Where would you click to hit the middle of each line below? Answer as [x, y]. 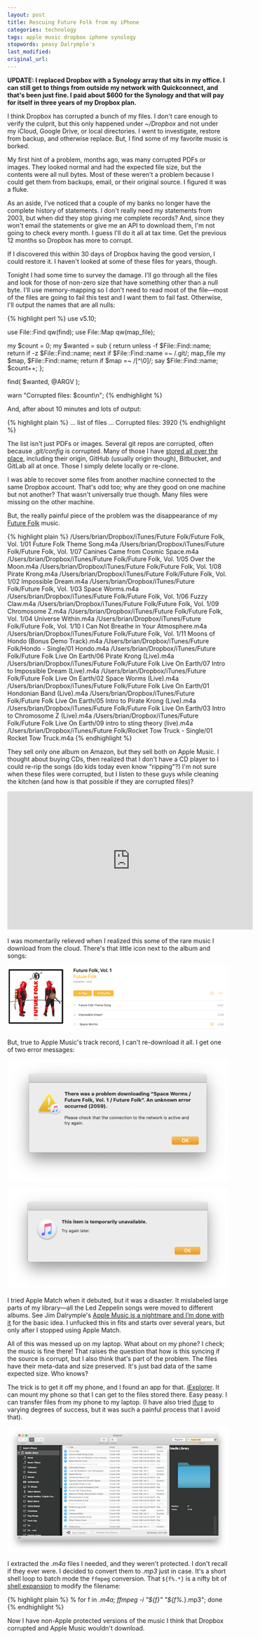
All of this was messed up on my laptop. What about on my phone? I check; [116, 1344]
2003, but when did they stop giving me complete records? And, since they [116, 218]
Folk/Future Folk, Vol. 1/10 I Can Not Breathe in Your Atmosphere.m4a [107, 626]
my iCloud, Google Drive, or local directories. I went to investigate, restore [114, 131]
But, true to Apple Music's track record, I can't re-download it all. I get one [115, 1042]
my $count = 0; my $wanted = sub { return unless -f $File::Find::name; [109, 345]
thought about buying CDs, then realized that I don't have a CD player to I [113, 759]
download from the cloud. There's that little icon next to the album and [109, 948]
